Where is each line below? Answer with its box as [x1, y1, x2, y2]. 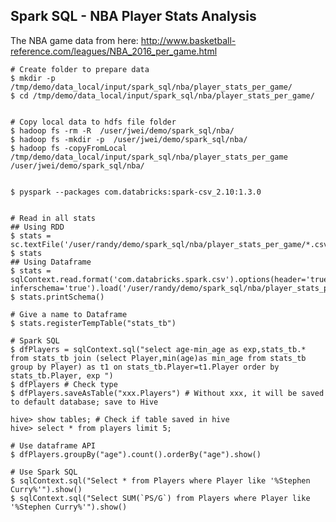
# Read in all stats [10, 213, 97, 223]
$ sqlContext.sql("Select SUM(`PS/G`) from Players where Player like [10, 493, 311, 503]
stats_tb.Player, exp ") [10, 370, 114, 381]
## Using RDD [10, 222, 65, 232]
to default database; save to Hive [10, 397, 159, 407]
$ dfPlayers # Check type [10, 379, 118, 389]
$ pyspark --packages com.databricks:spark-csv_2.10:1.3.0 [10, 187, 262, 197]
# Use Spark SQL [10, 467, 78, 477]
